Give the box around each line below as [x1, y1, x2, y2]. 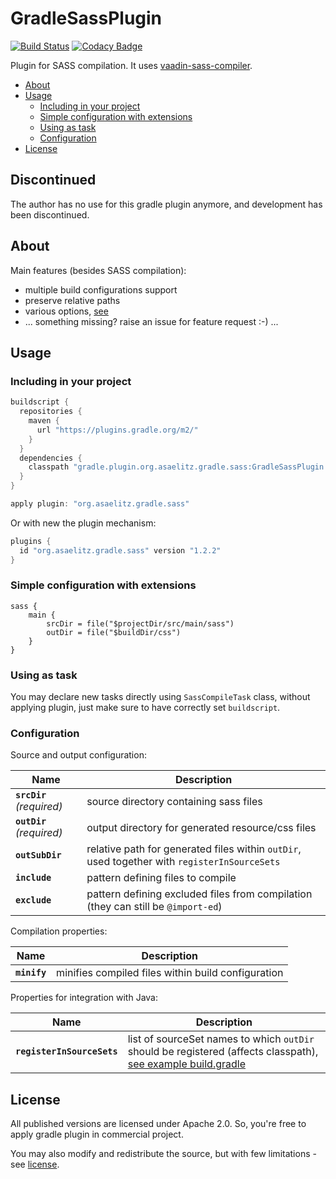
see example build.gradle [127, 1057, 247, 1071]
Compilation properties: [10, 925, 108, 937]
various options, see [24, 305, 109, 317]
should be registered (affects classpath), [127, 1045, 319, 1059]
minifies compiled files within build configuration [56, 966, 284, 980]
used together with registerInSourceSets [86, 855, 281, 869]
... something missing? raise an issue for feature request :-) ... [24, 315, 279, 327]
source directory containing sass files [86, 795, 263, 809]
